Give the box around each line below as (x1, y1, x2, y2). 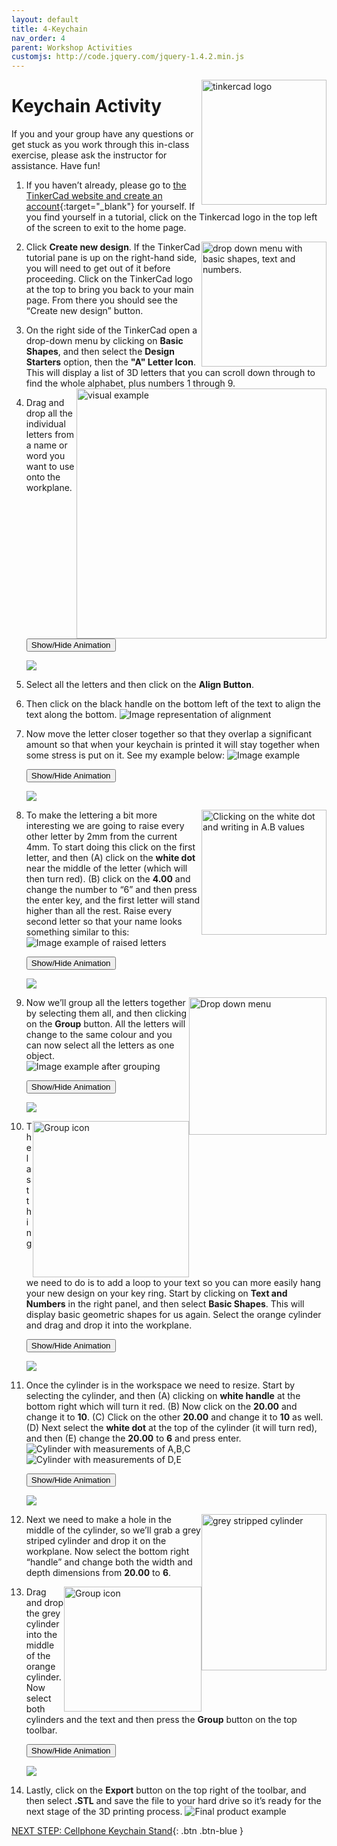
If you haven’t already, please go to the (25, 179, 187, 191)
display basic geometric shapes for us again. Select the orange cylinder (25, 1309, 322, 1321)
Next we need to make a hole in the (25, 1514, 172, 1526)
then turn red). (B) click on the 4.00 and (25, 873, 191, 885)
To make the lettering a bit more (25, 809, 158, 821)
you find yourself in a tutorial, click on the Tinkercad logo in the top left (25, 211, 318, 223)
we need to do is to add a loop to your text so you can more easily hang (25, 1277, 321, 1289)
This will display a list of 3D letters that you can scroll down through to (25, 367, 316, 379)
